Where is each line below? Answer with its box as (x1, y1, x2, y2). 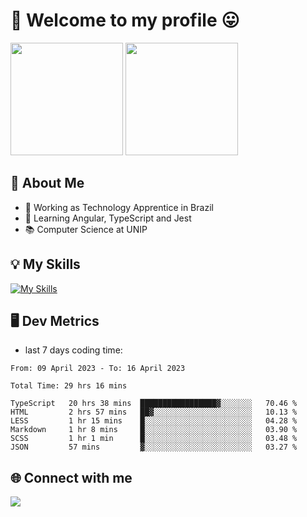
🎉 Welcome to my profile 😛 (10, 9, 240, 32)
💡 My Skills (10, 256, 81, 273)
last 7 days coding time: (24, 344, 123, 356)
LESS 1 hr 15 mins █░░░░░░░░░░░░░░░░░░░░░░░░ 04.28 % (10, 416, 298, 426)
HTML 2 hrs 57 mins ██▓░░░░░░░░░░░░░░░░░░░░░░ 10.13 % (10, 407, 298, 418)
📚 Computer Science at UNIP (24, 223, 148, 235)
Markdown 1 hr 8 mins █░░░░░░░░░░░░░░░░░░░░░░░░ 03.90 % (10, 425, 298, 435)
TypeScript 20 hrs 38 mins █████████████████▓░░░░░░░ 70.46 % (10, 399, 298, 409)
